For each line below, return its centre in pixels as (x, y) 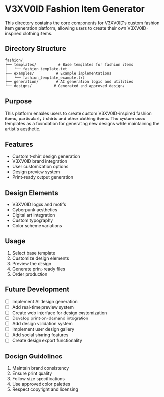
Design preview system (36, 172)
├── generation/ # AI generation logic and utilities (69, 82)
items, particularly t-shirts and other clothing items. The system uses (75, 118)
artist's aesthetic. (23, 129)
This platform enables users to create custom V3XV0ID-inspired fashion (78, 113)
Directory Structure (36, 49)
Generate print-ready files (39, 269)
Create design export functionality (47, 340)
